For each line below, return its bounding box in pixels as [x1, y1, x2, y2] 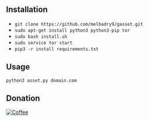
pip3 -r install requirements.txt [14, 46, 99, 52]
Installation [6, 5, 48, 15]
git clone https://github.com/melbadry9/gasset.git [14, 21, 143, 27]
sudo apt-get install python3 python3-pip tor [14, 27, 130, 33]
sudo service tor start [14, 40, 73, 46]
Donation [6, 94, 40, 103]
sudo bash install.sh [14, 33, 67, 40]
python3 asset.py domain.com [6, 77, 77, 84]
